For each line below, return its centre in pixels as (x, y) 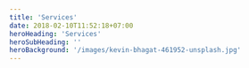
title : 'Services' (43, 17)
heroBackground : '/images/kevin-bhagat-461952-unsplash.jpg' (125, 50)
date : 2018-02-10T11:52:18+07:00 (71, 26)
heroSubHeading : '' (46, 42)
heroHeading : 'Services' (55, 34)
